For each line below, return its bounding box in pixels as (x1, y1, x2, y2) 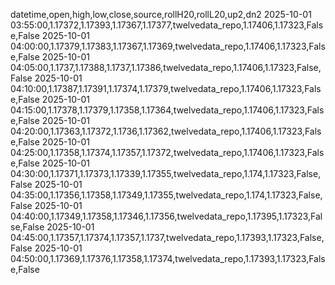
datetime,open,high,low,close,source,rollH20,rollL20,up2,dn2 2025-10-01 (10, 9, 312, 20)
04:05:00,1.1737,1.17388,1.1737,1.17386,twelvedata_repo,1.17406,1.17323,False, (10, 62, 322, 73)
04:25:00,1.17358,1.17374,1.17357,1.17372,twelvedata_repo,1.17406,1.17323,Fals (10, 147, 325, 158)
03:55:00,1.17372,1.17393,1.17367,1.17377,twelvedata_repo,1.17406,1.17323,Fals (10, 19, 324, 31)
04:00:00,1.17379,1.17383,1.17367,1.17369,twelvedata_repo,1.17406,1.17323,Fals (10, 40, 326, 52)
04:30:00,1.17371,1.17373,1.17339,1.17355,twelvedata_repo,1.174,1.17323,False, (10, 168, 322, 179)
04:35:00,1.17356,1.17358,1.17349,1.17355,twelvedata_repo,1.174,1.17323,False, (10, 189, 323, 201)
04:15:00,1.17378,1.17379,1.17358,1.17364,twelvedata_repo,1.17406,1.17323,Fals (10, 104, 325, 116)
